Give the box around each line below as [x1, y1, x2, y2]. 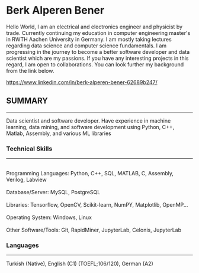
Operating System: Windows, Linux [6, 214, 92, 221]
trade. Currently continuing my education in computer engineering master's [6, 29, 191, 36]
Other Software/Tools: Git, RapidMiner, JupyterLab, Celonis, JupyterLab [6, 226, 182, 234]
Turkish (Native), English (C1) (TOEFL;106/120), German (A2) [6, 260, 153, 267]
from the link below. [6, 67, 54, 74]
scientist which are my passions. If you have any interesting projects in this [6, 54, 189, 62]
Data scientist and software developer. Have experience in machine [6, 117, 171, 124]
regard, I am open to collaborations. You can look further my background [6, 60, 184, 68]
